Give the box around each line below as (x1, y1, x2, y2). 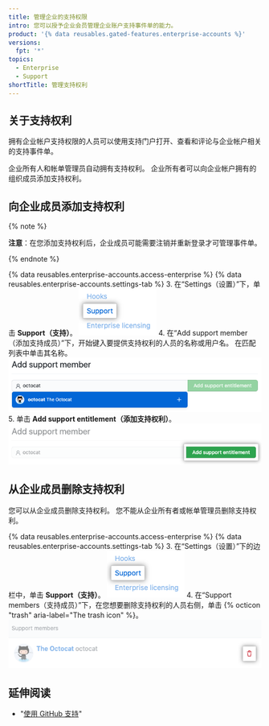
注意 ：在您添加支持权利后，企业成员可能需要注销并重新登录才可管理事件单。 (8, 238, 262, 248)
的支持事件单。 (8, 146, 58, 156)
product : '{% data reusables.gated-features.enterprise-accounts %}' (8, 30, 247, 38)
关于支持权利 (8, 113, 72, 128)
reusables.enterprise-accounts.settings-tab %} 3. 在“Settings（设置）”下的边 (8, 541, 261, 551)
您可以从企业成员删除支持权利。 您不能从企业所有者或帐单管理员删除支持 (8, 505, 250, 515)
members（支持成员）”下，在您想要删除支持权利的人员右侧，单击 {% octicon (8, 600, 261, 609)
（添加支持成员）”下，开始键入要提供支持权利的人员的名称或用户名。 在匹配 (8, 338, 257, 348)
